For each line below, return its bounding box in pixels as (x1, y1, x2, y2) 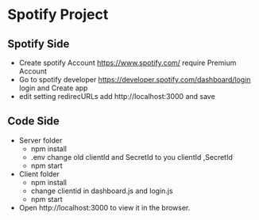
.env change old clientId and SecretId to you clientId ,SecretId (30, 152, 234, 161)
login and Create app (18, 83, 88, 93)
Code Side (7, 115, 60, 128)
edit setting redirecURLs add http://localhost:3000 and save (18, 92, 215, 101)
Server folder (18, 135, 63, 145)
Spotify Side (7, 37, 70, 51)
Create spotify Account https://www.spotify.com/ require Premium (18, 58, 237, 67)
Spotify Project (7, 6, 109, 24)
